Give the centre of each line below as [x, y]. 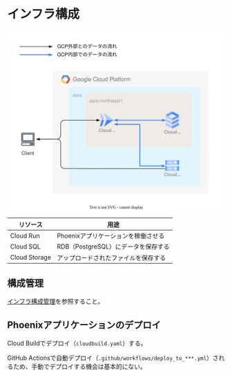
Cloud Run [25, 235]
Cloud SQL [26, 246]
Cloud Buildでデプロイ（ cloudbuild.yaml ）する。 [77, 343]
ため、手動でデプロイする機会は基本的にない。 [79, 366]
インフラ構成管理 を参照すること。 [56, 301]
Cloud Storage [31, 258]
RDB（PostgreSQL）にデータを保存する [114, 246]
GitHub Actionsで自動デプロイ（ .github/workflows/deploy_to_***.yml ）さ [113, 358]
